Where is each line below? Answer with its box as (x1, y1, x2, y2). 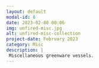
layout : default (6, 8, 46, 15)
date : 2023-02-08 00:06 (6, 20, 65, 25)
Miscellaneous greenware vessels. (8, 53, 94, 59)
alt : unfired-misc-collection (6, 31, 81, 37)
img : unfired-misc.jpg (6, 25, 62, 31)
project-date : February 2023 (6, 36, 78, 42)
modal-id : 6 (6, 14, 36, 20)
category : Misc (6, 42, 44, 48)
